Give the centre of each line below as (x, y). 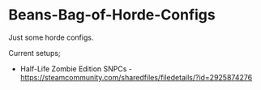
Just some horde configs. (51, 37)
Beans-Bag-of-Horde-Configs (112, 15)
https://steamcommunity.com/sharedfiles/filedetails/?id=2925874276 (136, 77)
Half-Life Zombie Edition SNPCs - (76, 69)
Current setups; (34, 53)
